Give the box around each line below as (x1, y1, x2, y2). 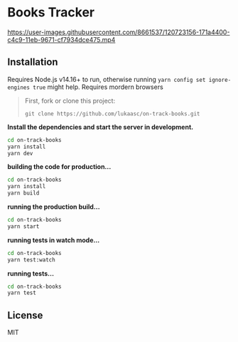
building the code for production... (7, 162, 112, 171)
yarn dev (7, 150, 33, 157)
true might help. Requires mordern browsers (33, 83, 163, 91)
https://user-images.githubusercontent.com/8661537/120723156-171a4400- (7, 28, 230, 36)
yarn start (7, 222, 40, 230)
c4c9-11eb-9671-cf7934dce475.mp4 (7, 35, 116, 43)
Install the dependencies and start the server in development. (7, 123, 194, 131)
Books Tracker (7, 4, 94, 21)
